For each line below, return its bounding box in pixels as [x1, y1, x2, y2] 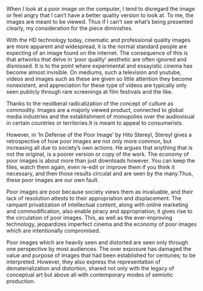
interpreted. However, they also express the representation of [6, 258, 161, 265]
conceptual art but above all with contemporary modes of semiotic [6, 271, 174, 278]
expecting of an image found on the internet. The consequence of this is [6, 49, 188, 57]
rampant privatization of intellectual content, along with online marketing [6, 201, 188, 208]
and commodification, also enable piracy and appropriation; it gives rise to [6, 208, 193, 215]
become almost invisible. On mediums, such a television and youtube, [6, 69, 182, 75]
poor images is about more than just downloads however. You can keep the [6, 157, 196, 164]
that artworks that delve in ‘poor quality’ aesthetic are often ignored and [6, 56, 187, 63]
